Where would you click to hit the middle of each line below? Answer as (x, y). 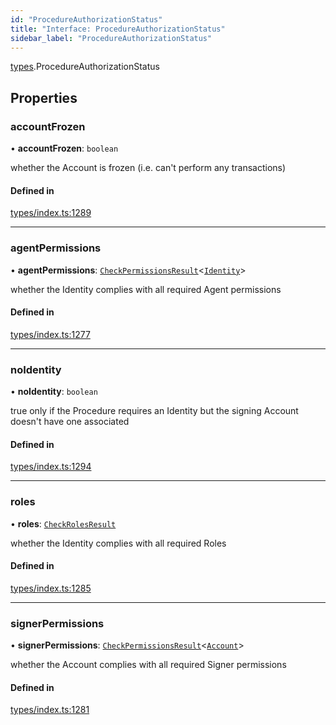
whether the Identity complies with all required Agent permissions (146, 289)
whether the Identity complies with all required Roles (118, 543)
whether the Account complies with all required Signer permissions (148, 665)
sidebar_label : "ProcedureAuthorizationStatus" (111, 38)
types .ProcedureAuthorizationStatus (85, 67)
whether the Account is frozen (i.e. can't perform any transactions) (148, 168)
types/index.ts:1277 (50, 334)
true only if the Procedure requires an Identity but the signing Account (154, 411)
